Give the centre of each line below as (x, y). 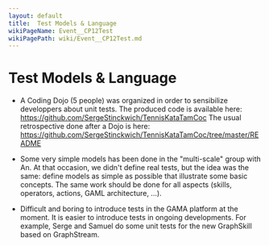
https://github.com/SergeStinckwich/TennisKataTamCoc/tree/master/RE (139, 135)
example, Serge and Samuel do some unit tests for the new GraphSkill (136, 226)
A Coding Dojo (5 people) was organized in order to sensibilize (124, 101)
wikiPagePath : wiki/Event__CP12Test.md (75, 38)
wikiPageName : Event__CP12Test (61, 31)
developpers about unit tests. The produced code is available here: (131, 109)
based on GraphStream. (60, 235)
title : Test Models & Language (62, 23)
